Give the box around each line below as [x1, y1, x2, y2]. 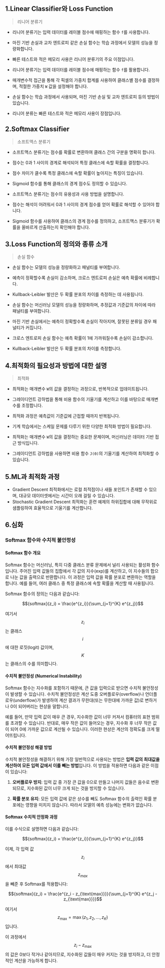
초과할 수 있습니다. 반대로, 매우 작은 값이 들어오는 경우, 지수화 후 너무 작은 [10, 720, 152, 726]
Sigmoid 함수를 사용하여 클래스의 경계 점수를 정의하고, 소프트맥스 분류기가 [12, 218, 155, 224]
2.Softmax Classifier [5, 125, 70, 133]
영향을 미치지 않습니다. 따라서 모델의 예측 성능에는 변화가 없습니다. [25, 802, 153, 807]
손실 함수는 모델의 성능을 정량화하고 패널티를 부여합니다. [12, 264, 121, 270]
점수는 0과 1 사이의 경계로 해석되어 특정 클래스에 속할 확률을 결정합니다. [12, 160, 150, 165]
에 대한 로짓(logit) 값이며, [5, 645, 54, 650]
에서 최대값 [5, 863, 27, 869]
